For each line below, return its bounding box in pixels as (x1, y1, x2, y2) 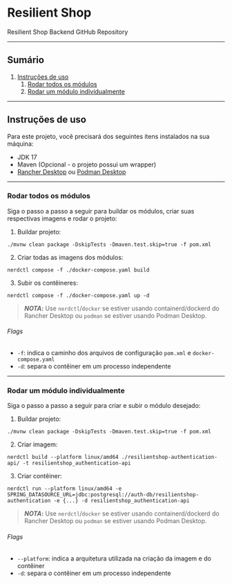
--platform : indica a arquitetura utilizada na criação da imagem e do (17, 554, 212, 563)
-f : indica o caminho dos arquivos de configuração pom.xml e (17, 349, 191, 357)
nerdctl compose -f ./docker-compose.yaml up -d (7, 292, 150, 299)
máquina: (7, 140, 34, 148)
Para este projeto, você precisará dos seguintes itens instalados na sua (7, 132, 210, 140)
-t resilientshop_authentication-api (22, 460, 131, 467)
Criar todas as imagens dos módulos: (17, 253, 124, 261)
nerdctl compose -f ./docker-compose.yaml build (7, 266, 150, 274)
